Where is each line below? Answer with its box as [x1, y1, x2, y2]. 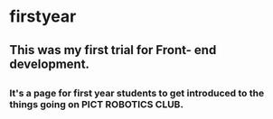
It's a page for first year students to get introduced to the [9, 87, 265, 99]
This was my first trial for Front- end [9, 42, 217, 58]
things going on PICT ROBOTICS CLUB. [9, 97, 184, 110]
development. [9, 56, 90, 71]
